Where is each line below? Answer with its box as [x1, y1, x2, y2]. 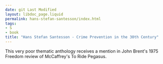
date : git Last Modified [5, 7, 57, 12]
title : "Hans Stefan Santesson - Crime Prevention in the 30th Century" [5, 35, 159, 40]
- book [5, 30, 19, 35]
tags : [5, 21, 16, 26]
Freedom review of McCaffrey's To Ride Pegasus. [5, 53, 107, 59]
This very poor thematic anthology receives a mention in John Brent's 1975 [5, 48, 159, 54]
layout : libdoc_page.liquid [5, 12, 64, 17]
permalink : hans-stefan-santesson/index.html [5, 16, 101, 21]
